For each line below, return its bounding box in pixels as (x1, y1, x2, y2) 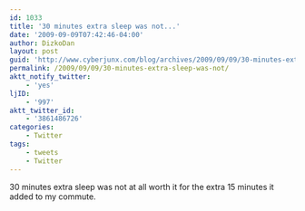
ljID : (9, 89, 30, 98)
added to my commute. (9, 191, 97, 202)
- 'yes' (25, 81, 54, 90)
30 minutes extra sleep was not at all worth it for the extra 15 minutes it (9, 181, 274, 192)
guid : (9, 55, 30, 64)
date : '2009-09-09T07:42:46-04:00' (9, 30, 144, 39)
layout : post (9, 47, 59, 56)
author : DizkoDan (9, 38, 75, 48)
